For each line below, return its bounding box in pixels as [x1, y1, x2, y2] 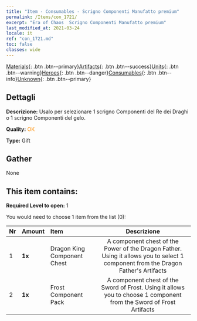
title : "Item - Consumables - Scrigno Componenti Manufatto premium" [6, 8, 180, 15]
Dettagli [6, 92, 36, 103]
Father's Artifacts [119, 266, 167, 275]
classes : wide [6, 47, 41, 53]
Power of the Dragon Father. [103, 245, 182, 253]
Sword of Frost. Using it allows [101, 283, 185, 292]
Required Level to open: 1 [6, 202, 69, 209]
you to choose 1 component [104, 291, 182, 299]
